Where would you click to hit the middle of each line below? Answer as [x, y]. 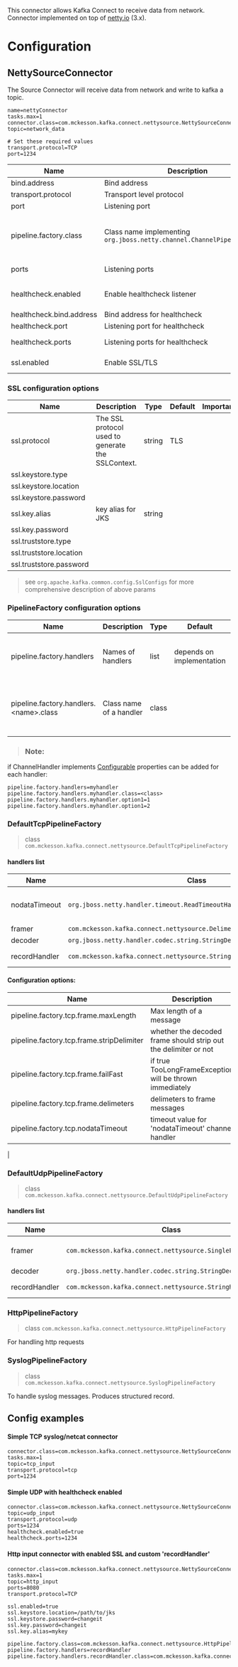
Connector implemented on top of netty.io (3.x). [77, 18]
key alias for [115, 509]
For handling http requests [46, 1342]
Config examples [46, 1418]
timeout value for [178, 1119]
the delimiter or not [182, 1049]
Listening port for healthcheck [154, 326]
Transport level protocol [144, 195]
